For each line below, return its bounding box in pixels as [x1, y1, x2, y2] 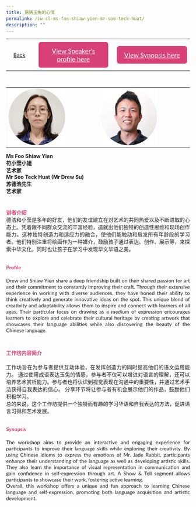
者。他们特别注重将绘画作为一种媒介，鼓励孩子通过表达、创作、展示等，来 [6, 238, 185, 245]
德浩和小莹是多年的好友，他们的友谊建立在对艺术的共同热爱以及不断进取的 [6, 217, 185, 224]
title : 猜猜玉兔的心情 [6, 9, 55, 15]
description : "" [6, 22, 45, 28]
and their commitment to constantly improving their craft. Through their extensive [6, 283, 190, 290]
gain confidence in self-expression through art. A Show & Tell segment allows [6, 470, 190, 477]
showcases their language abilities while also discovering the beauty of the [6, 320, 190, 327]
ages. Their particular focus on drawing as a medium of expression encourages [6, 308, 190, 315]
